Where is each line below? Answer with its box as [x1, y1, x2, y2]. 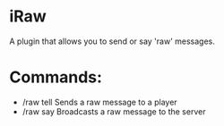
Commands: [9, 67, 103, 88]
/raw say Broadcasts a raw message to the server [22, 105, 206, 117]
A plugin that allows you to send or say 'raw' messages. [9, 36, 215, 46]
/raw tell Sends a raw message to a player [22, 97, 177, 107]
